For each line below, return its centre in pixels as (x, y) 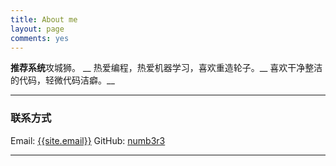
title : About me (44, 19)
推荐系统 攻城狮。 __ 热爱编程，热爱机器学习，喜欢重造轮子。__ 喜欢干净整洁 (166, 68)
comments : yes (40, 38)
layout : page (37, 29)
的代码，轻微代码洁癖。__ (62, 80)
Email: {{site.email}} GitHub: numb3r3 (88, 140)
